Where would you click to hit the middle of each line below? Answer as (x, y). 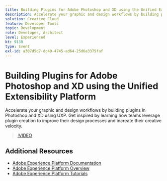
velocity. (14, 126)
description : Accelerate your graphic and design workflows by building (82, 14)
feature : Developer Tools (32, 23)
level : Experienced (25, 38)
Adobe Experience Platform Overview (51, 168)
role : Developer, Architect (34, 33)
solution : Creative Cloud (32, 19)
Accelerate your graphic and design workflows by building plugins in (75, 110)
